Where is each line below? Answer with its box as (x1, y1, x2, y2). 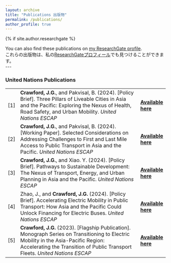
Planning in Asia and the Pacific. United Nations (20, 175, 134, 182)
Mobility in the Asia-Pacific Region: (20, 236, 105, 244)
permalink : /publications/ (5, 17, 63, 22)
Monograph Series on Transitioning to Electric (20, 230, 130, 238)
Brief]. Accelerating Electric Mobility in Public (20, 197, 129, 204)
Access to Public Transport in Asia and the (20, 142, 122, 149)
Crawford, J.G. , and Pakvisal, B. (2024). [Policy (20, 89, 134, 96)
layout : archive (5, 7, 40, 13)
